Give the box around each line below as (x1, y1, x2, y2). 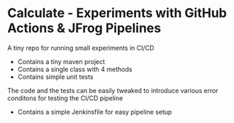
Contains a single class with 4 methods (17, 65, 133, 73)
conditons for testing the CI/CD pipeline (7, 94, 123, 102)
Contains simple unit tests (17, 73, 94, 81)
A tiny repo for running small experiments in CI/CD (7, 43, 155, 52)
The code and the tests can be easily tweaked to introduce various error (7, 86, 218, 95)
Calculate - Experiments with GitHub (7, 5, 227, 21)
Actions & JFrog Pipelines (7, 20, 162, 36)
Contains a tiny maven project (17, 57, 105, 65)
